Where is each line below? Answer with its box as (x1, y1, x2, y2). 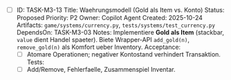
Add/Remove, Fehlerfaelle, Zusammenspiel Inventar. (26, 66, 176, 74)
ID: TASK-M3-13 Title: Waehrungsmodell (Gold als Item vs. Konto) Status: (16, 6, 225, 14)
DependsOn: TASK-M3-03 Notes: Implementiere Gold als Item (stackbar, (16, 28, 224, 37)
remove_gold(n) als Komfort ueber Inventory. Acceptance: (16, 43, 181, 51)
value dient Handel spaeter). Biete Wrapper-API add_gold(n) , (16, 36, 190, 44)
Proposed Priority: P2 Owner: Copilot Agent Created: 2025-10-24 (16, 14, 203, 22)
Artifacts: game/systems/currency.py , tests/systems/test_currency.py (16, 21, 216, 30)
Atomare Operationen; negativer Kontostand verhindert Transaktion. (26, 50, 221, 59)
